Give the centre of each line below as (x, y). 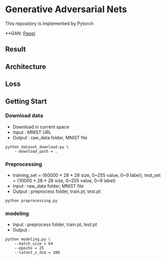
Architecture (26, 66)
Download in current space (41, 127)
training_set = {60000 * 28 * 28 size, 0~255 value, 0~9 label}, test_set (87, 175)
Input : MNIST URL (32, 132)
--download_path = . (36, 151)
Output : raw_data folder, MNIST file (50, 137)
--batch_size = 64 (34, 244)
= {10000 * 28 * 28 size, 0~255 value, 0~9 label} (64, 181)
